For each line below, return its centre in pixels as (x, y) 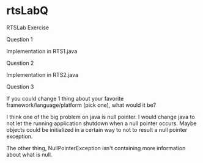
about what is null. (29, 154)
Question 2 (20, 63)
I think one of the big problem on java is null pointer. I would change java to (101, 117)
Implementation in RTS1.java (42, 51)
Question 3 (20, 87)
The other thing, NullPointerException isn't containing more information (96, 148)
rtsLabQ (28, 11)
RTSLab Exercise (28, 27)
